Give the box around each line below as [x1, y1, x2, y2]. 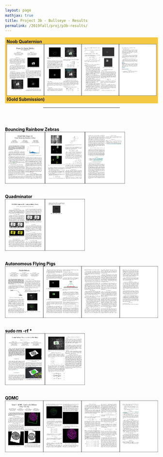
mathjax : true [5, 13, 34, 18]
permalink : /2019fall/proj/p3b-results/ [5, 23, 88, 28]
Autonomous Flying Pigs [5, 261, 56, 267]
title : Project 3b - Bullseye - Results [5, 18, 88, 23]
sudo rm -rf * [5, 328, 33, 334]
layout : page [5, 8, 32, 13]
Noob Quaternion [6, 39, 42, 45]
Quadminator [5, 193, 33, 199]
